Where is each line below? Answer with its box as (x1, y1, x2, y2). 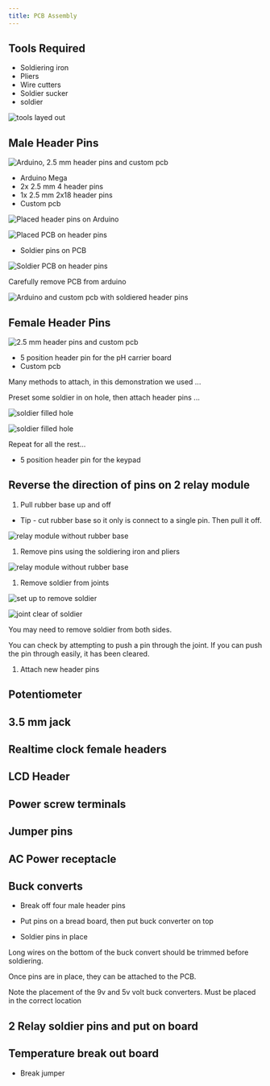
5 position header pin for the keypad (19, 455, 141, 465)
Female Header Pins (8, 316, 111, 330)
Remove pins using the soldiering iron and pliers (19, 546, 180, 556)
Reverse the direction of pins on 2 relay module (8, 479, 250, 492)
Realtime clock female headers (8, 743, 167, 756)
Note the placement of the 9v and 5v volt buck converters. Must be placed (8, 988, 256, 997)
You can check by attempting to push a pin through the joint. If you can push (8, 640, 263, 649)
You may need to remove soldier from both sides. (8, 624, 172, 634)
